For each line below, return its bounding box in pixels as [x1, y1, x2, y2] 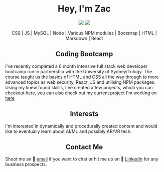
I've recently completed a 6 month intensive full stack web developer [5, 63, 148, 69]
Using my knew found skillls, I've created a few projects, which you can [5, 84, 153, 90]
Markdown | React [65, 35, 103, 41]
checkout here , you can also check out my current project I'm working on [5, 90, 157, 96]
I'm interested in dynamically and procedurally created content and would [5, 123, 157, 129]
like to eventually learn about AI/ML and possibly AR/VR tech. [5, 128, 132, 134]
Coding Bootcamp [55, 50, 113, 58]
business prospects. [5, 161, 47, 167]
